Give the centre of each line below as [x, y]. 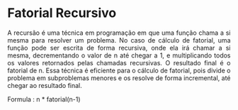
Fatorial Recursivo [62, 13]
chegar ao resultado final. [45, 85]
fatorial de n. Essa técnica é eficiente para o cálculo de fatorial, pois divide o [119, 70]
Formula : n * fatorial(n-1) [44, 99]
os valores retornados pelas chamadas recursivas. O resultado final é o [119, 62]
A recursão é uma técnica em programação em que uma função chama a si [119, 33]
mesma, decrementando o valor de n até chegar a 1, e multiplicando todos [119, 55]
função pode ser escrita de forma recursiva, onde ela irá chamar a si [119, 48]
